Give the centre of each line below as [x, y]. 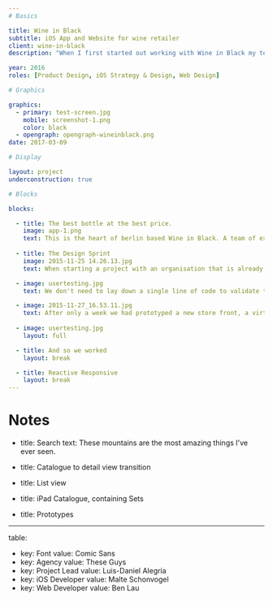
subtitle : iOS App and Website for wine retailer [94, 38]
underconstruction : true [50, 179]
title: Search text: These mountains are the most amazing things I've [134, 443]
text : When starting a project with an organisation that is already [143, 269]
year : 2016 [27, 68]
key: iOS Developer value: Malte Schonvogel [94, 579]
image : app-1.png [52, 231]
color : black [45, 128]
